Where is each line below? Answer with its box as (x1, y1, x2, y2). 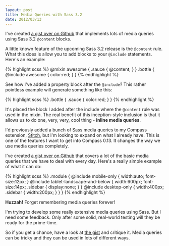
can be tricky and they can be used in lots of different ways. (5, 235, 130, 241)
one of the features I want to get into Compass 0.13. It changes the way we (5, 137, 160, 144)
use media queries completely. (5, 143, 69, 149)
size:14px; (5, 184, 26, 190)
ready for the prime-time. (5, 220, 58, 226)
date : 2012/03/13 (5, 17, 42, 22)
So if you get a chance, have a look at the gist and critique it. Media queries (5, 229, 162, 235)
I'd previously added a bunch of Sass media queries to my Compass (5, 127, 147, 133)
